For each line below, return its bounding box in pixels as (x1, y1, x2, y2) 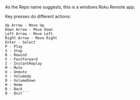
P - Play (5, 44, 23, 49)
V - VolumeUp (5, 74, 31, 79)
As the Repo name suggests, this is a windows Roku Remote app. (5, 4, 136, 10)
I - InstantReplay (5, 61, 42, 66)
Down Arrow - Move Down (5, 27, 53, 32)
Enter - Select (5, 40, 36, 45)
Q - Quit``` (5, 91, 29, 96)
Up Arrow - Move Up (5, 23, 45, 28)
